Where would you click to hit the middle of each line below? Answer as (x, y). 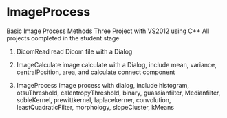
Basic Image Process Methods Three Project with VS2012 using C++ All (108, 31)
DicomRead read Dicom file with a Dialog (74, 51)
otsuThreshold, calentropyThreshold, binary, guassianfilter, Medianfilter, (118, 93)
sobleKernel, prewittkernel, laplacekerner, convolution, (94, 99)
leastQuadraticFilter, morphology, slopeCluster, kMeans (95, 107)
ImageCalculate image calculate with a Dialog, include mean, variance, (117, 64)
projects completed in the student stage (63, 38)
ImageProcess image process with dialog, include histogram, (103, 85)
